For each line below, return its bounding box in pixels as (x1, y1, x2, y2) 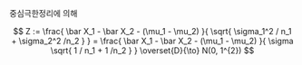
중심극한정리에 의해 (9, 8, 78, 18)
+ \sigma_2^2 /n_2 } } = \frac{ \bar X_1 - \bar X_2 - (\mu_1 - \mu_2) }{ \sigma (11, 35, 294, 46)
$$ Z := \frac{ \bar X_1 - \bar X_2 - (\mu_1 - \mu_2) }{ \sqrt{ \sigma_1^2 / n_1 (13, 26, 292, 36)
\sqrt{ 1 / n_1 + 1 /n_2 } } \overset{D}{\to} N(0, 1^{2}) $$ (50, 45, 255, 56)
